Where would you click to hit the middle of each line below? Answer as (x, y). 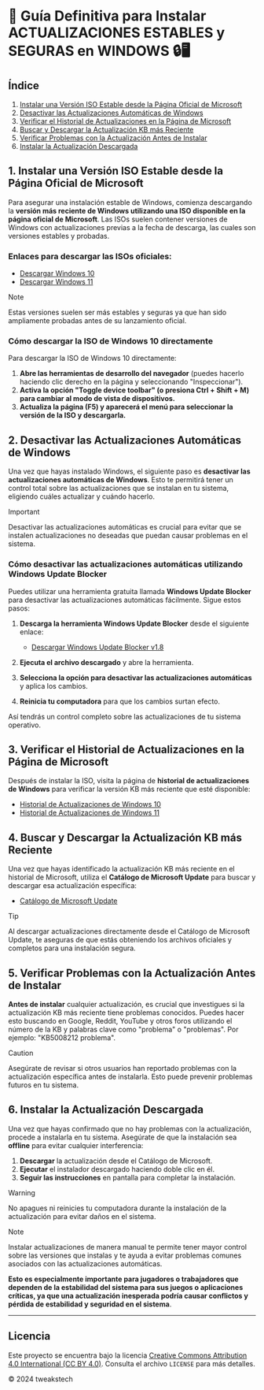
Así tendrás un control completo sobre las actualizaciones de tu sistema (125, 716)
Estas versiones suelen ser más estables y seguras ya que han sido (117, 312)
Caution (21, 1053)
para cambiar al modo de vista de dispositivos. (97, 399)
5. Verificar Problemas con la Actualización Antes (132, 973)
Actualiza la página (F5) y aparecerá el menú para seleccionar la (126, 407)
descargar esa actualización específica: (73, 886)
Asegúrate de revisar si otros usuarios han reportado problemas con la (123, 1068)
